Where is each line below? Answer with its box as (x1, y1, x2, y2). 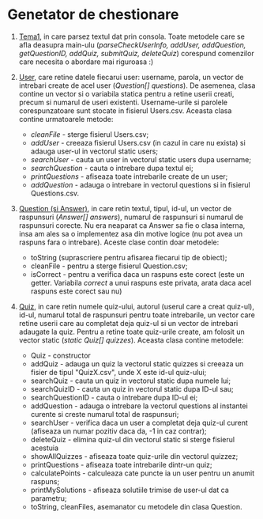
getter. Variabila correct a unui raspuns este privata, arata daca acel (30, 278, 252, 287)
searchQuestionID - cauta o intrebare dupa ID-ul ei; (30, 392, 198, 402)
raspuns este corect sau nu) (30, 286, 122, 296)
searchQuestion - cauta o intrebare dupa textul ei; (30, 163, 194, 172)
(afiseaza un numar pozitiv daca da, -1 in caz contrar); (30, 426, 207, 436)
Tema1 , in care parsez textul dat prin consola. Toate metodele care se (18, 32, 246, 41)
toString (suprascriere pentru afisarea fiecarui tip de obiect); (30, 252, 227, 262)
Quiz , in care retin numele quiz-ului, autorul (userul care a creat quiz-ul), (18, 301, 254, 311)
